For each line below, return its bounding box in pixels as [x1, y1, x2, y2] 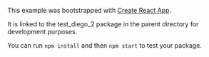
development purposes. [7, 28, 78, 36]
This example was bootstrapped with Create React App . [7, 6, 172, 14]
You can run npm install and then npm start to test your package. [7, 41, 202, 49]
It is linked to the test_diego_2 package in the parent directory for [7, 20, 199, 28]
